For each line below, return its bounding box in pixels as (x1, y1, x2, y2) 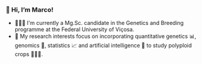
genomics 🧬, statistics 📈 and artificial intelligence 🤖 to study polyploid (14, 42, 192, 49)
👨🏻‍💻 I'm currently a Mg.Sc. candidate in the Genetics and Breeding (14, 20, 184, 27)
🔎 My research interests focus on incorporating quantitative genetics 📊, (14, 33, 196, 40)
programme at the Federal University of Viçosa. (14, 26, 135, 33)
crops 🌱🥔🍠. (14, 51, 43, 58)
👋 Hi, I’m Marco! (6, 5, 54, 14)
